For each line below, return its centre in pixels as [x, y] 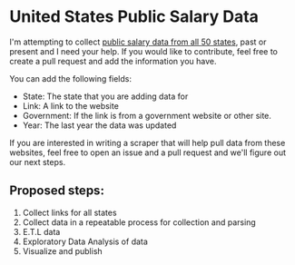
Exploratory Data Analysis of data [85, 241]
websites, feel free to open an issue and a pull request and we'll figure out [147, 152]
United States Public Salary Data [134, 17]
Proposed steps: [57, 191]
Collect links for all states [69, 212]
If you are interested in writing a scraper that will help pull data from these [147, 142]
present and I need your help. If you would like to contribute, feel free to [144, 51]
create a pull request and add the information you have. [113, 61]
